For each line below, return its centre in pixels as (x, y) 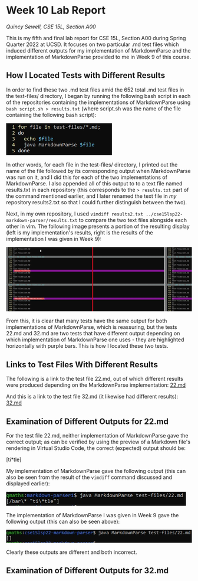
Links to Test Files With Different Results (82, 365)
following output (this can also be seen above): (63, 522)
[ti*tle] (14, 460)
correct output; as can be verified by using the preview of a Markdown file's (98, 442)
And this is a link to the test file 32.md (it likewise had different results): (92, 397)
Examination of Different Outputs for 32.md (88, 571)
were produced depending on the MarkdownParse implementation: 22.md (96, 385)
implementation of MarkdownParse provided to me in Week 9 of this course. (99, 57)
